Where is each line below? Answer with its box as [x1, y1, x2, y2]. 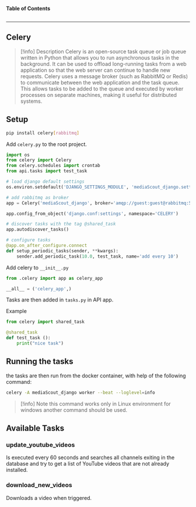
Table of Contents [6, 5, 51, 12]
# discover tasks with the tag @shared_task [6, 221, 116, 227]
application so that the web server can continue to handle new [20, 67, 171, 74]
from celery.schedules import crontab [6, 163, 100, 169]
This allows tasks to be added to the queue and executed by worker [20, 85, 184, 92]
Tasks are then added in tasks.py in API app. [6, 296, 114, 303]
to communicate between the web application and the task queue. [20, 79, 180, 86]
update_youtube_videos [6, 440, 75, 449]
